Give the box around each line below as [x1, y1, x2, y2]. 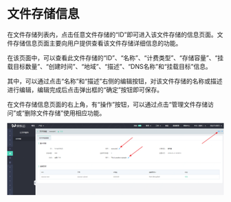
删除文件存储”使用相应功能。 [24, 108, 106, 117]
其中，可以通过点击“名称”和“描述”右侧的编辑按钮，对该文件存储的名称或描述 [7, 77, 223, 85]
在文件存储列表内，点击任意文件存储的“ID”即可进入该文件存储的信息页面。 [7, 30, 218, 39]
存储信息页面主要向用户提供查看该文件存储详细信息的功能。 [12, 39, 182, 47]
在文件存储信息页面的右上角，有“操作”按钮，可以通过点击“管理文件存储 [7, 100, 208, 108]
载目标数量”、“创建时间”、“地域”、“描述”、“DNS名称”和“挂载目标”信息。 [7, 62, 212, 70]
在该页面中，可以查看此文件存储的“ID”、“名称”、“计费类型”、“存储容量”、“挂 [7, 53, 224, 62]
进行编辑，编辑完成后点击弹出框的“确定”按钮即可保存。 [7, 85, 164, 94]
